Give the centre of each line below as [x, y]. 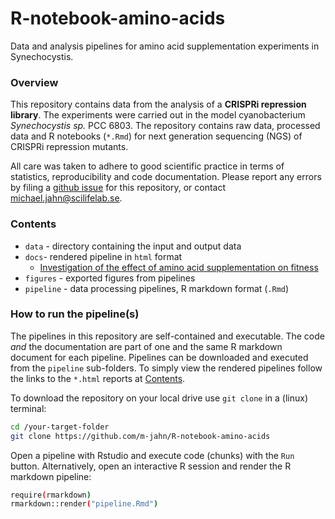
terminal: [28, 408]
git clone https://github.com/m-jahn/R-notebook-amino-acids [140, 436]
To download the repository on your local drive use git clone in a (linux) [159, 398]
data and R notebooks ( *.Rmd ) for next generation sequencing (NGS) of [156, 136]
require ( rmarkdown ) [51, 495]
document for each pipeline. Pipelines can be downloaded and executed [159, 357]
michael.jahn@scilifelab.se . [66, 198]
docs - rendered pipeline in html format [103, 256]
